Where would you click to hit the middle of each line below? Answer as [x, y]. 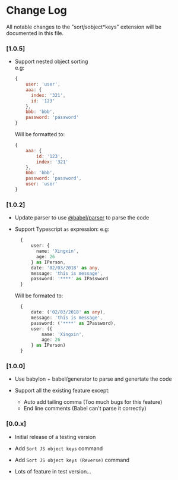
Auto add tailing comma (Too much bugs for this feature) [93, 402]
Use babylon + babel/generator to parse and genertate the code [93, 379]
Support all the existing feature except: [62, 391]
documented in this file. [35, 33]
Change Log [36, 10]
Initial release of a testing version [55, 437]
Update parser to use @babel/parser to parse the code [82, 218]
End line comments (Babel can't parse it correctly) [85, 409]
